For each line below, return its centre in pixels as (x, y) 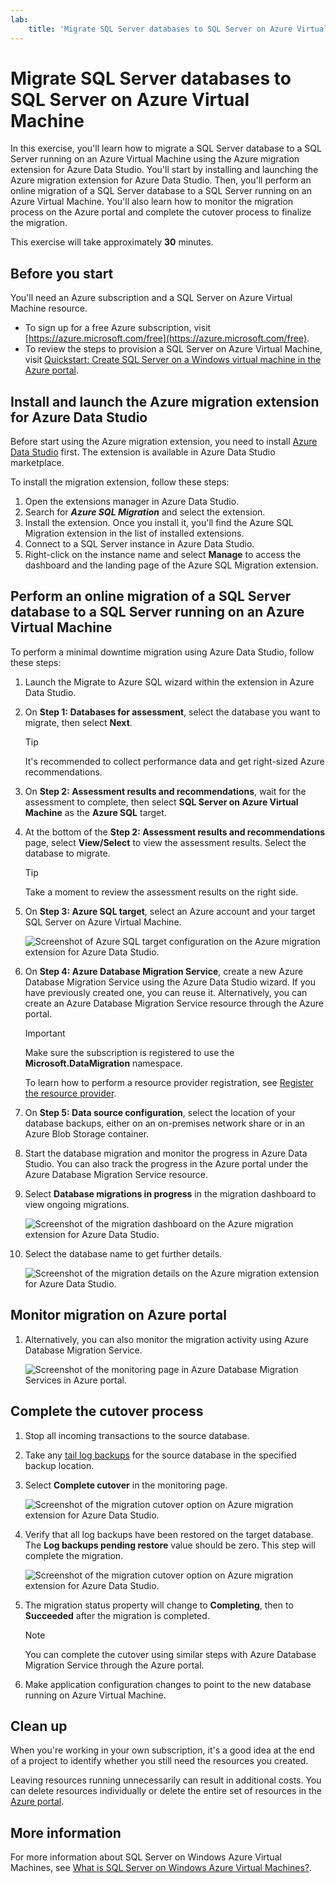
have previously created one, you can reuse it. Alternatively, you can (166, 992)
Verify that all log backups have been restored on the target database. (169, 1534)
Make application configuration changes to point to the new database (168, 1684)
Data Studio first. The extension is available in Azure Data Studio (143, 452)
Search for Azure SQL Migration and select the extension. (145, 512)
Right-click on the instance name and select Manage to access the (163, 555)
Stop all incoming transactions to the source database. (137, 1435)
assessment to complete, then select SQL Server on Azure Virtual (161, 802)
